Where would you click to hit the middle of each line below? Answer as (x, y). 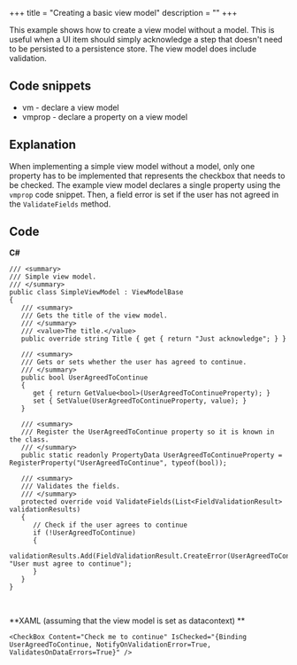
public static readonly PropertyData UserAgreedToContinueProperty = (152, 456)
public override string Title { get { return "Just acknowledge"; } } (154, 339)
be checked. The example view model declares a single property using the (145, 184)
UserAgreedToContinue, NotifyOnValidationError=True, (110, 645)
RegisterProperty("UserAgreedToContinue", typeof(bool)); (118, 463)
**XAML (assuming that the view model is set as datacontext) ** (127, 621)
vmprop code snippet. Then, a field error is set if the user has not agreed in (144, 194)
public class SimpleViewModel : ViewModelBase (96, 293)
